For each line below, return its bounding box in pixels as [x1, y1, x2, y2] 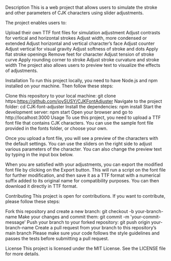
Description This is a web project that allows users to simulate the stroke [5, 5, 158, 10]
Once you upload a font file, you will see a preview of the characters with [5, 135, 159, 141]
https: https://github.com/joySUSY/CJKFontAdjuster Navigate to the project [5, 98, 162, 104]
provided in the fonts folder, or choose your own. [5, 125, 108, 131]
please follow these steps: [5, 199, 60, 204]
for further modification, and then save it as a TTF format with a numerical [5, 172, 161, 178]
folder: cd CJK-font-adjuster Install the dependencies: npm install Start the [5, 104, 162, 109]
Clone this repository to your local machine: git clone [5, 93, 116, 99]
